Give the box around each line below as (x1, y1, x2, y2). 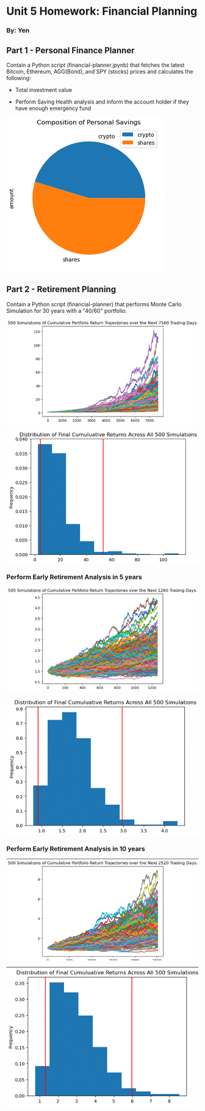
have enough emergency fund (15, 104, 92, 111)
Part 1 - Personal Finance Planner (6, 45, 135, 56)
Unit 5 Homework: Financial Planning (6, 4, 198, 18)
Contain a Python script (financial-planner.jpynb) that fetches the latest (6, 61, 185, 69)
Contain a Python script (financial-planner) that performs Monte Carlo (6, 300, 182, 307)
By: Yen (6, 26, 30, 35)
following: (6, 74, 31, 81)
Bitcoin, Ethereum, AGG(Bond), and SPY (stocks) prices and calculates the (6, 67, 193, 75)
